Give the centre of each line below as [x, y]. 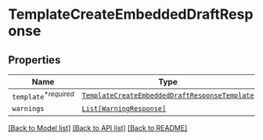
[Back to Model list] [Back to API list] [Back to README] [98, 128]
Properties [34, 60]
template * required [43, 96]
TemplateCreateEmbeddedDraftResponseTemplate [168, 96]
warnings [28, 109]
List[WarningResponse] [124, 109]
